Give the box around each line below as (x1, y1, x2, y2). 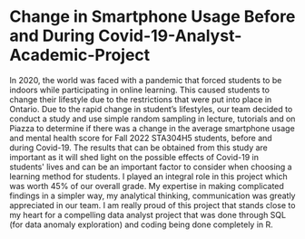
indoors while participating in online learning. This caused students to (9, 84, 271, 95)
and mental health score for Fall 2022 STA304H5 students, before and (9, 132, 272, 143)
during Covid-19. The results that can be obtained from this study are (9, 142, 268, 153)
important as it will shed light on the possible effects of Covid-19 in (9, 151, 259, 162)
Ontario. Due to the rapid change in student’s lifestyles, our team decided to (9, 103, 293, 114)
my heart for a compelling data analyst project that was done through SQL (9, 209, 287, 220)
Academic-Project (9, 45, 151, 65)
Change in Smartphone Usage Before (9, 6, 296, 27)
